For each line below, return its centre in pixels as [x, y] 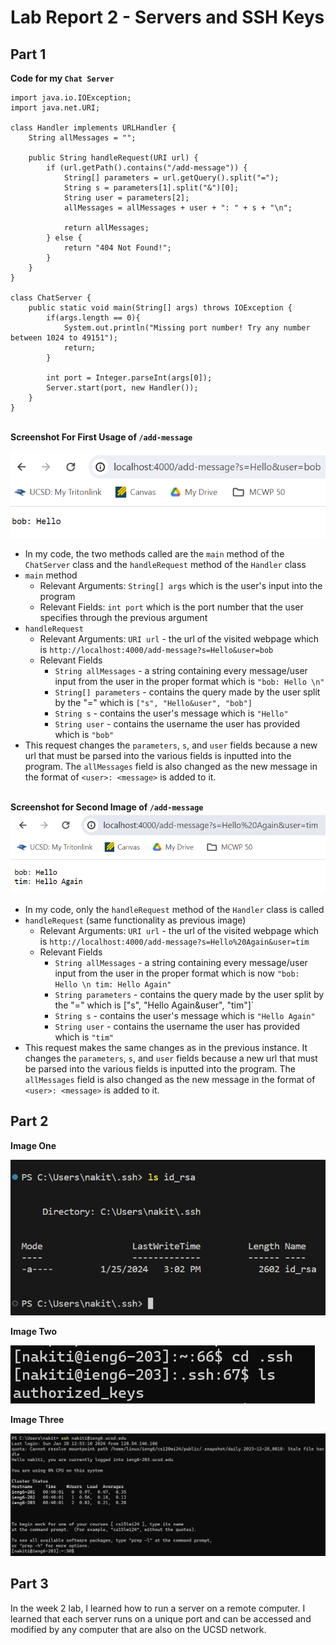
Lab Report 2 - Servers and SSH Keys [167, 17]
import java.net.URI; [55, 108]
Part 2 [29, 1121]
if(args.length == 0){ [93, 318]
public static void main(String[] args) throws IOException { [160, 308]
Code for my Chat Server [62, 78]
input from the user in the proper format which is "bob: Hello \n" [189, 681]
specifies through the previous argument [123, 617]
